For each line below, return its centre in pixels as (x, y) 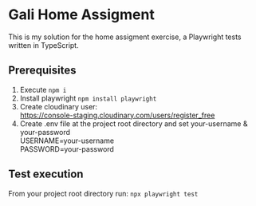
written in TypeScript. (43, 45)
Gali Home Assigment (82, 15)
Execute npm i (43, 89)
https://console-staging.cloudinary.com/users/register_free (117, 115)
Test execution (46, 174)
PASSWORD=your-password (67, 149)
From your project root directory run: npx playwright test (103, 193)
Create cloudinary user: (59, 106)
